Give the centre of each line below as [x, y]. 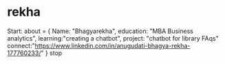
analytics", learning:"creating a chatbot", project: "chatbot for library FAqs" [113, 38]
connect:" [21, 45]
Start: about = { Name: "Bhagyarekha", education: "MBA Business [100, 31]
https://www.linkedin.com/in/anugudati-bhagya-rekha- [112, 45]
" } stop [52, 53]
